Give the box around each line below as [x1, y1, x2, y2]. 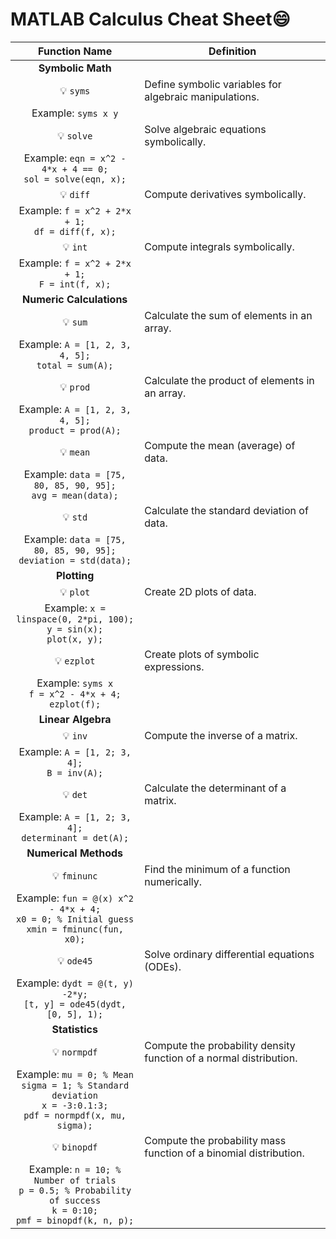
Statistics [51, 1022, 98, 1036]
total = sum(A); [36, 359, 114, 371]
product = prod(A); [28, 424, 122, 436]
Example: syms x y [31, 106, 119, 120]
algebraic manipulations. [144, 89, 260, 103]
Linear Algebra [38, 712, 112, 726]
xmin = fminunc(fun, [26, 923, 124, 935]
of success [49, 1194, 102, 1206]
